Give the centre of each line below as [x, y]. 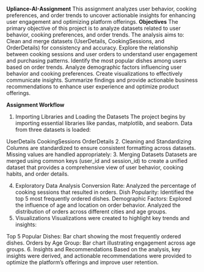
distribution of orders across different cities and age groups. [91, 212]
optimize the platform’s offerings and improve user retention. [82, 262]
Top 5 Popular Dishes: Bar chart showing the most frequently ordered [94, 236]
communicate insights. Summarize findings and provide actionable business [102, 80]
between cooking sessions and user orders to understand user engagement [102, 54]
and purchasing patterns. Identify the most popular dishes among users [97, 61]
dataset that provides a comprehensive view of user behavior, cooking [95, 167]
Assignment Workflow [35, 105]
